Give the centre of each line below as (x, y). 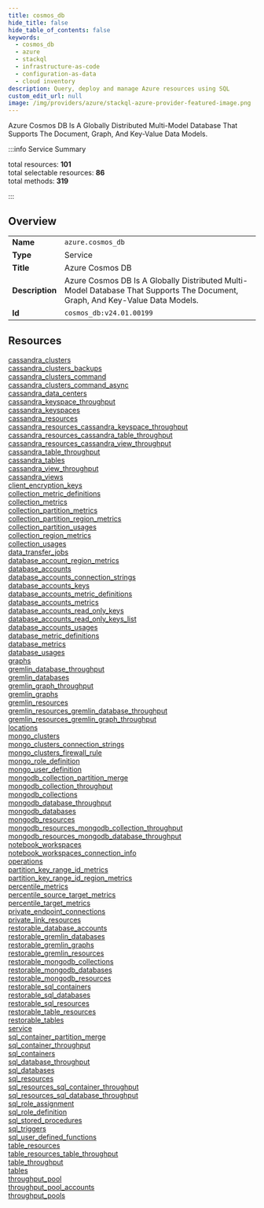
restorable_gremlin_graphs (51, 945)
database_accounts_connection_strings (72, 577)
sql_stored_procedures (45, 1120)
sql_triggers (27, 1129)
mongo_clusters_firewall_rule (55, 753)
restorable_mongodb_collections (61, 961)
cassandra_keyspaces (44, 410)
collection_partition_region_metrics (65, 518)
